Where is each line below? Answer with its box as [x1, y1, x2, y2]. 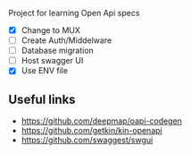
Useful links [8, 91, 77, 107]
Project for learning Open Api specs [8, 8, 140, 18]
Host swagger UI [21, 56, 84, 66]
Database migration [21, 45, 95, 56]
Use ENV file [21, 65, 69, 76]
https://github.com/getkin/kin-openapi [21, 125, 162, 136]
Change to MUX [21, 25, 81, 35]
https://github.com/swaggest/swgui [21, 134, 154, 146]
